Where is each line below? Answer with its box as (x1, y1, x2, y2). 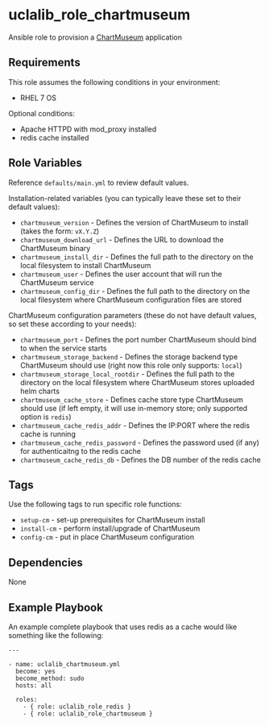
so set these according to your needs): (8, 319, 137, 329)
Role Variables (8, 156, 82, 170)
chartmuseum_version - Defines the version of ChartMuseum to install (19, 217, 249, 227)
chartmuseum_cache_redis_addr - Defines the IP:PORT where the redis (19, 420, 250, 430)
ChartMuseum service (19, 277, 94, 287)
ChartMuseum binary (19, 243, 91, 253)
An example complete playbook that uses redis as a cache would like (8, 622, 238, 632)
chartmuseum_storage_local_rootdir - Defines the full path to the (19, 369, 235, 379)
